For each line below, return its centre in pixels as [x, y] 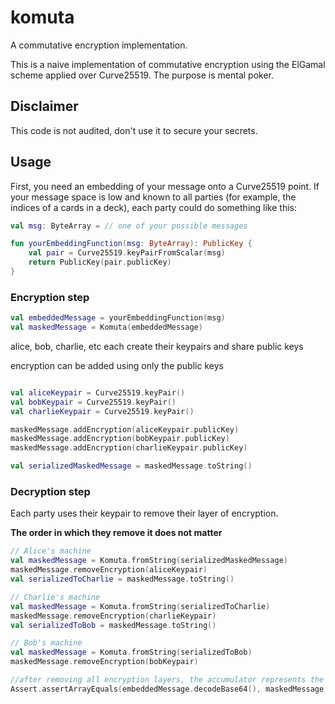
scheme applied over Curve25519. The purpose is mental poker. [142, 75]
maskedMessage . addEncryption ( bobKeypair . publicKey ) [120, 439]
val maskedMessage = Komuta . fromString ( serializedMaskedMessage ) [149, 561]
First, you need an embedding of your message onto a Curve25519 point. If [165, 186]
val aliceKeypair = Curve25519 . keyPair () [98, 392]
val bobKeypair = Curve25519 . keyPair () [93, 402]
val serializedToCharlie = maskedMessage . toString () [122, 579]
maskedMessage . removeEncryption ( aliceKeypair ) [109, 570]
